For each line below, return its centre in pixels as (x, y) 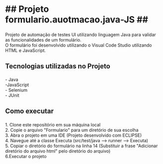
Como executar (29, 111)
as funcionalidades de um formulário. (43, 40)
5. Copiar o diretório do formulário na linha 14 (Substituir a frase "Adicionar (81, 146)
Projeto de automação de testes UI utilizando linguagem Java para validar (81, 35)
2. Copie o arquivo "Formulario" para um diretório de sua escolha (72, 130)
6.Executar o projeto (26, 156)
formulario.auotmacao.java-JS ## (77, 20)
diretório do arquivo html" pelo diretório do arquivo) (58, 151)
